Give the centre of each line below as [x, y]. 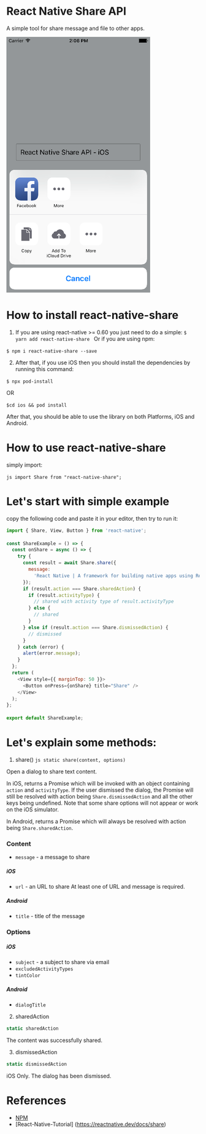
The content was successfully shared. [55, 1040]
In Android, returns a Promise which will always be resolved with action [96, 821]
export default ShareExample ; [45, 718]
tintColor [28, 976]
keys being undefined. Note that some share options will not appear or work [102, 803]
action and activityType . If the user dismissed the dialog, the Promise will [100, 790]
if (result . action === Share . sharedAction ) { [82, 589]
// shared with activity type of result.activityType [104, 602]
